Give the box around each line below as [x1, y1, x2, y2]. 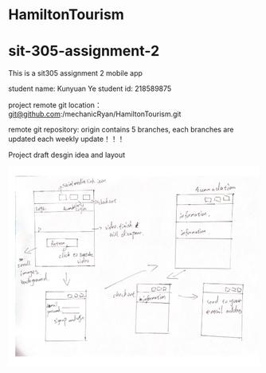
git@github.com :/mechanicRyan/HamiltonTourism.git [8, 109, 182, 119]
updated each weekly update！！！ [8, 134, 125, 144]
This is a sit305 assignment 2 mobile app [8, 69, 143, 78]
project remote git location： [8, 100, 102, 110]
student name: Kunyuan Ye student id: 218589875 [8, 84, 172, 93]
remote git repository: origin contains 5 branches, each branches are [8, 125, 234, 135]
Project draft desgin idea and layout [8, 150, 126, 160]
